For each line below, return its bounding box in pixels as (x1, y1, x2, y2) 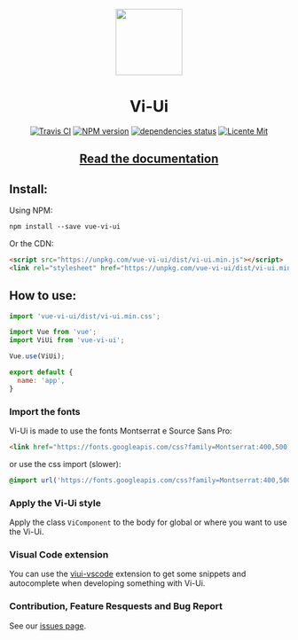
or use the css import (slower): (9, 458, 122, 469)
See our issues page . (9, 620, 87, 631)
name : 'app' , (17, 376, 66, 385)
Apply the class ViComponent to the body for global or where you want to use (9, 517, 288, 527)
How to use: (9, 288, 77, 303)
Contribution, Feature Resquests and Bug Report (9, 600, 223, 613)
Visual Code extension (9, 548, 109, 560)
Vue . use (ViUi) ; (9, 352, 66, 361)
